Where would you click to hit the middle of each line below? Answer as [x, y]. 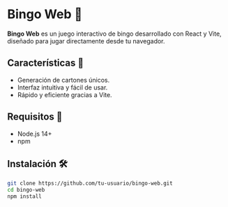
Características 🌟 [46, 63]
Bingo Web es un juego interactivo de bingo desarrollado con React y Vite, [114, 34]
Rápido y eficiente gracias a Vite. [65, 94]
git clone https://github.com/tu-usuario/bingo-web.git [90, 184]
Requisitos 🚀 [35, 117]
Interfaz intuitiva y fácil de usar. [62, 87]
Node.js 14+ [35, 134]
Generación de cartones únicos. [63, 80]
